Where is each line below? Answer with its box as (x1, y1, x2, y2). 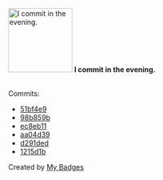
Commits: (8, 89, 40, 98)
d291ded (19, 138, 50, 147)
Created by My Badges (8, 162, 84, 171)
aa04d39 (19, 130, 50, 139)
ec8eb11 (19, 122, 47, 130)
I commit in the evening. (74, 65, 156, 74)
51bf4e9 (19, 104, 47, 114)
